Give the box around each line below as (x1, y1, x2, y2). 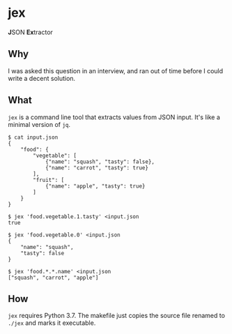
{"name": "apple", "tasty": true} (45, 183, 146, 190)
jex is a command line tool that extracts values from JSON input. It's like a (8, 113, 220, 121)
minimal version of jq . (8, 120, 71, 128)
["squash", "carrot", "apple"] (8, 274, 99, 281)
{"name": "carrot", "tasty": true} (45, 164, 149, 172)
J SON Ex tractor (8, 28, 53, 36)
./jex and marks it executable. (8, 319, 96, 327)
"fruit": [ (33, 176, 65, 183)
